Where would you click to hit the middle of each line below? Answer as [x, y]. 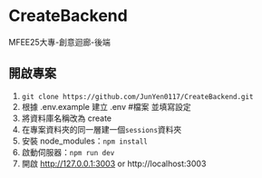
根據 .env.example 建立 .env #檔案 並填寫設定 [106, 106]
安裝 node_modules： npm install [85, 141]
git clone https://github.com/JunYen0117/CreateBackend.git [137, 96]
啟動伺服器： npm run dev [68, 152]
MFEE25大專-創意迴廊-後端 [59, 42]
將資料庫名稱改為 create [67, 118]
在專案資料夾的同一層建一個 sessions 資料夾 [102, 129]
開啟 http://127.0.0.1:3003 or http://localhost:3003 [114, 163]
